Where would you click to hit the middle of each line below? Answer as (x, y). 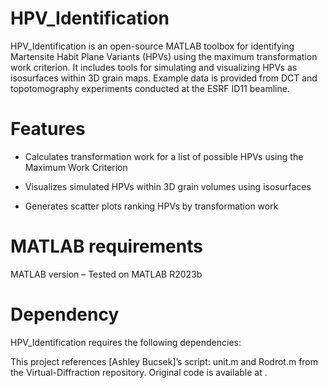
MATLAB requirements (106, 246)
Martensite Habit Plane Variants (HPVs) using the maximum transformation (164, 56)
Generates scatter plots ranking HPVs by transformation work (151, 206)
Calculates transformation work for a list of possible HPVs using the (164, 156)
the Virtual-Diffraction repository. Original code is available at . (139, 372)
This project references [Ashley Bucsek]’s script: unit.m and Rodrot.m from (164, 361)
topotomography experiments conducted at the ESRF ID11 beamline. (150, 88)
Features (48, 129)
